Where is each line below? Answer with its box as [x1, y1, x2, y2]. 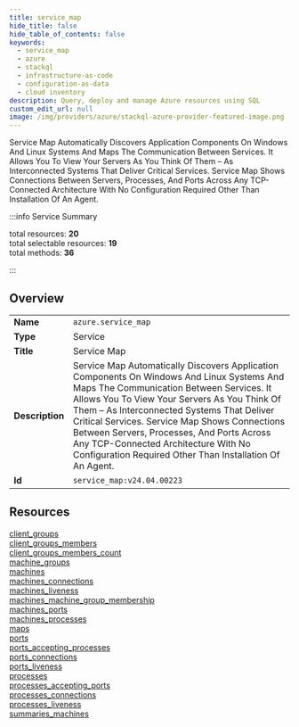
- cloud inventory [17, 87, 86, 96]
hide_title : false [9, 21, 77, 30]
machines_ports [9, 604, 69, 615]
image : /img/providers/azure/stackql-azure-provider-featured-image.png [9, 112, 285, 121]
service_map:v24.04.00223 [72, 475, 182, 485]
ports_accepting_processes [9, 641, 111, 652]
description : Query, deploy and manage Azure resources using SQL [9, 95, 261, 105]
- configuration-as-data [17, 79, 109, 88]
